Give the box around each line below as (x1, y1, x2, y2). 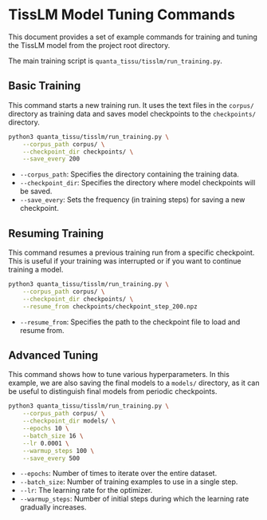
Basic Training (8, 79, 81, 93)
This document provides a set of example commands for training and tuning (8, 32, 257, 42)
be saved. (19, 186, 53, 196)
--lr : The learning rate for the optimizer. (19, 486, 153, 495)
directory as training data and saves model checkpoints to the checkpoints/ (8, 109, 257, 118)
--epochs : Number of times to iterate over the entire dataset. (19, 469, 218, 478)
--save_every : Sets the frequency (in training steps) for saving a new (19, 195, 245, 204)
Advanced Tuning (8, 348, 99, 362)
